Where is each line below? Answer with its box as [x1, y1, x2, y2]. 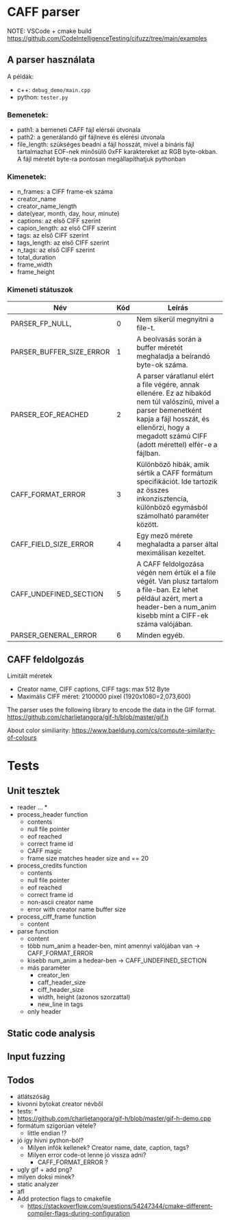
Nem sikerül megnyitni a [136, 314, 214, 324]
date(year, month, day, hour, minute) [16, 209, 120, 218]
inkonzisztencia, [136, 494, 189, 503]
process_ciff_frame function [16, 913, 97, 921]
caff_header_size [37, 978, 86, 986]
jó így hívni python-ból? [16, 1136, 84, 1144]
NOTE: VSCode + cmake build [7, 27, 92, 35]
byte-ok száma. [136, 360, 188, 370]
